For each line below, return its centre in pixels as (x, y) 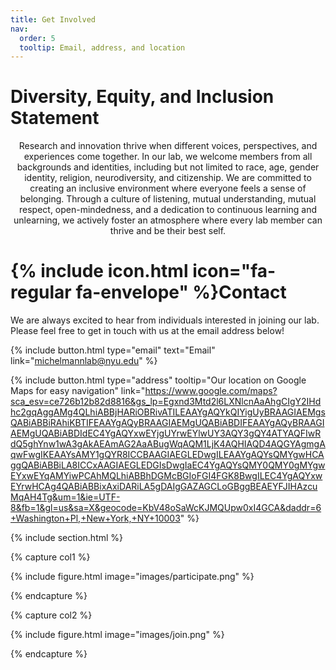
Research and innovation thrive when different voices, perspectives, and (168, 146)
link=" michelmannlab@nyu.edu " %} (84, 361)
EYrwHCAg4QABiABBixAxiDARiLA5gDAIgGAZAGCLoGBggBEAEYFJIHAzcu (164, 487)
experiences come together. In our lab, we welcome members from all (168, 157)
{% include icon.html (99, 271)
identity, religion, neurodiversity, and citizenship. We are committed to (168, 178)
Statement (55, 118)
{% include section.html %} (67, 538)
